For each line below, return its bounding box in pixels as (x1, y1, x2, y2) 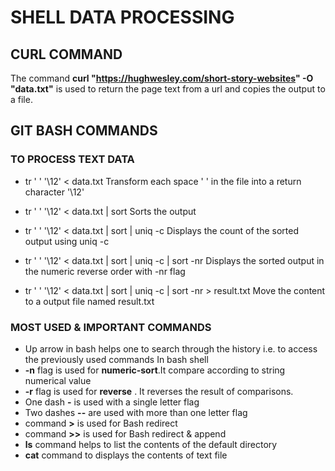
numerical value (24, 374, 92, 386)
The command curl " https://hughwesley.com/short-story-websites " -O (10, 72, 314, 84)
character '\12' (24, 186, 85, 198)
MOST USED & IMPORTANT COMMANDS (10, 320, 212, 334)
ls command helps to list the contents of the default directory (24, 438, 278, 450)
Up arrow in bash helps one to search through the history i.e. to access (24, 342, 318, 355)
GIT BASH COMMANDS (10, 122, 158, 140)
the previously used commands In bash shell (24, 353, 209, 365)
